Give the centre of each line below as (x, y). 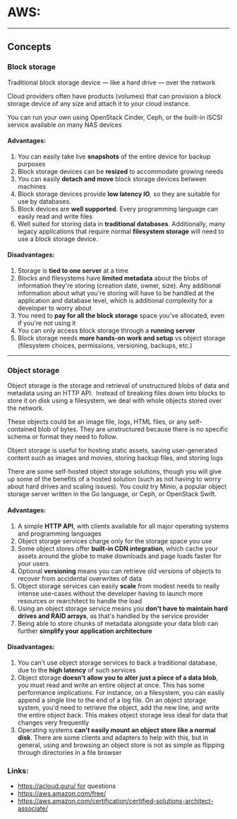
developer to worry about (54, 308)
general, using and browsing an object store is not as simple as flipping (121, 745)
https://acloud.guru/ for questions (67, 786)
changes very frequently (53, 722)
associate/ (32, 808)
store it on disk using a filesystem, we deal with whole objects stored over (115, 401)
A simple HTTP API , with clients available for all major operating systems (123, 526)
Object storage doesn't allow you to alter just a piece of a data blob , (118, 677)
